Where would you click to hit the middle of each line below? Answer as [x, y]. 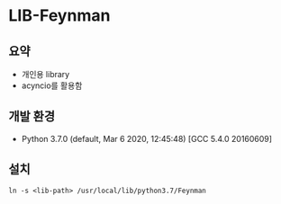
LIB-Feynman [59, 16]
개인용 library [45, 74]
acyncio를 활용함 [52, 85]
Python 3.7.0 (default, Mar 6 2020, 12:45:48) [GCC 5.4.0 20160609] [146, 138]
